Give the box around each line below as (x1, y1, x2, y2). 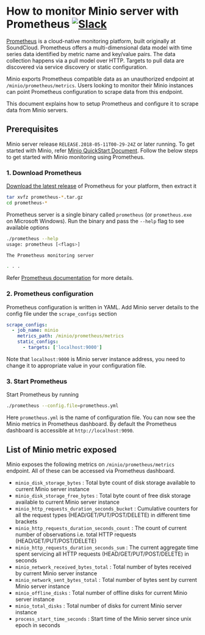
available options (6, 224, 49, 231)
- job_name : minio (12, 328, 59, 334)
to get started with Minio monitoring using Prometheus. (6, 153, 145, 160)
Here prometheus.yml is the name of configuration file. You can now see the (6, 414, 196, 422)
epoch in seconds (15, 621, 60, 629)
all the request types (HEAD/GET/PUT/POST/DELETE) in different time (15, 511, 191, 518)
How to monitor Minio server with (6, 4, 179, 18)
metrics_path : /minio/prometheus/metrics (17, 333, 124, 339)
